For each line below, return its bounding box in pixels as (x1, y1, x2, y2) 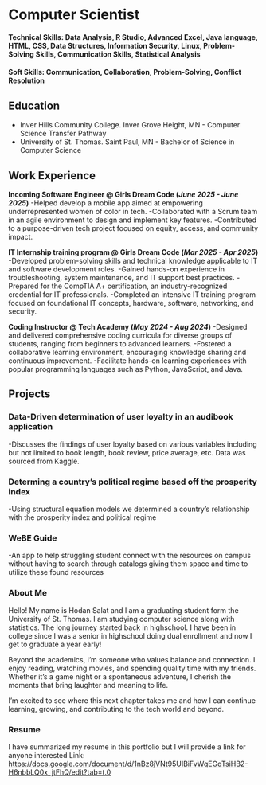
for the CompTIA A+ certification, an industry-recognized (40, 281, 228, 291)
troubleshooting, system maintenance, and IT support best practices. (8, 273, 235, 282)
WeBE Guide (8, 532, 57, 543)
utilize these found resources (8, 568, 104, 577)
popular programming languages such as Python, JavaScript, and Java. (8, 365, 243, 373)
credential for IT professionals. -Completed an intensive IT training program (8, 290, 256, 299)
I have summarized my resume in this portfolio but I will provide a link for (8, 742, 246, 752)
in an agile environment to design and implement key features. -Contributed (8, 215, 257, 225)
